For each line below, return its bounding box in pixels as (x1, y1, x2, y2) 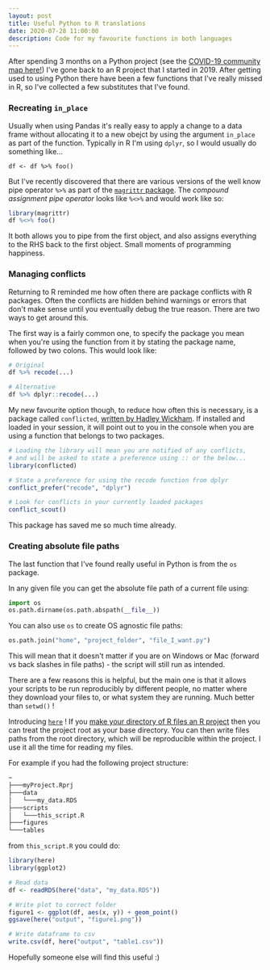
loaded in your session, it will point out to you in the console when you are (8, 422, 255, 432)
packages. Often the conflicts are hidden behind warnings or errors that (8, 296, 247, 305)
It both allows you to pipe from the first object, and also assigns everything (8, 231, 257, 241)
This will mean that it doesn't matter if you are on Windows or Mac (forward (8, 651, 260, 661)
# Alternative (8, 383, 56, 392)
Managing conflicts (8, 268, 86, 279)
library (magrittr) (8, 209, 70, 217)
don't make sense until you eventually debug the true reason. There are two (8, 304, 260, 313)
